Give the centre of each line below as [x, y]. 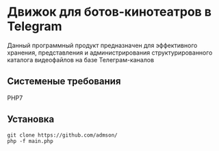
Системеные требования [64, 82]
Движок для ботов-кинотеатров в [109, 12]
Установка [31, 119]
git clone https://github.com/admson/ [62, 135]
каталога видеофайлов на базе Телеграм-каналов [81, 59]
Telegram [35, 26]
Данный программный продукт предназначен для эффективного [102, 45]
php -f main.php [30, 141]
